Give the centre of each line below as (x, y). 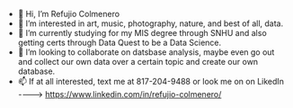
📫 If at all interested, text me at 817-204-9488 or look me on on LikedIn (151, 81)
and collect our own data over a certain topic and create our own (138, 62)
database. (36, 71)
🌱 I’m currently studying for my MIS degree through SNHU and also (142, 33)
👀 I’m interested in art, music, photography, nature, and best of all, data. (151, 23)
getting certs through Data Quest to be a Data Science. (120, 42)
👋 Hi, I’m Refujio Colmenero (68, 14)
